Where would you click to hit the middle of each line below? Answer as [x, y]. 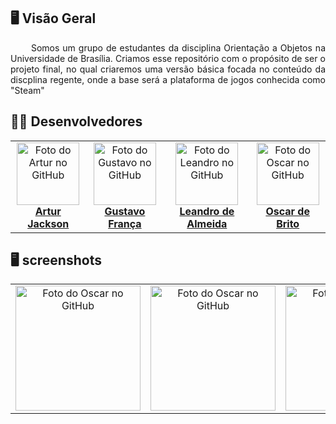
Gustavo [125, 211]
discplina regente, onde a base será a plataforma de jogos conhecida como [168, 79]
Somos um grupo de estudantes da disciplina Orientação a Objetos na [178, 47]
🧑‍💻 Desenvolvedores [76, 121]
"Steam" [27, 90]
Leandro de [207, 211]
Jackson [48, 223]
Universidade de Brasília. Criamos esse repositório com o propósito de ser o [168, 58]
